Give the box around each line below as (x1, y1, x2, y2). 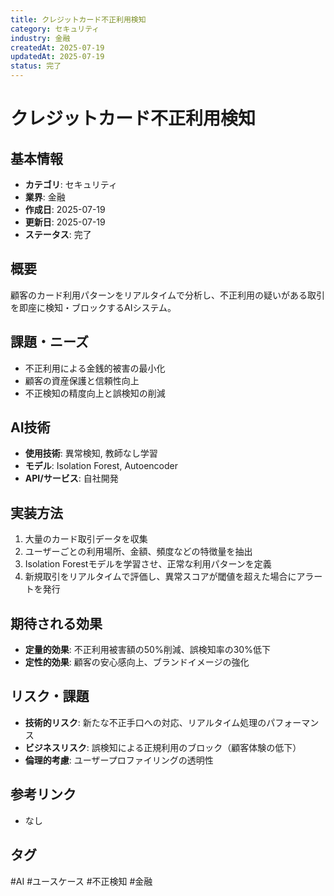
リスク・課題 (10, 688, 90, 705)
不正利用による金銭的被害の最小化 (24, 362, 166, 374)
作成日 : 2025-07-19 (24, 204, 106, 215)
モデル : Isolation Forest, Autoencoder (24, 460, 178, 472)
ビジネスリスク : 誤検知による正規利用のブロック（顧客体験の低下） (24, 741, 302, 753)
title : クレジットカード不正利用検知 (10, 14, 147, 25)
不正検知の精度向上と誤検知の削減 (24, 387, 166, 399)
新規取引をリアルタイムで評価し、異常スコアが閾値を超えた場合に (24, 571, 297, 583)
